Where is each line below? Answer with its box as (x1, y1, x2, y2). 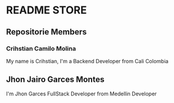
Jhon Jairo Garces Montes (6, 74, 105, 85)
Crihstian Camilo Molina (6, 44, 76, 53)
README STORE (6, 4, 87, 17)
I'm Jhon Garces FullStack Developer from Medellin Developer (6, 90, 157, 97)
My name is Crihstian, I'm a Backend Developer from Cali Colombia (6, 57, 169, 64)
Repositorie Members (6, 27, 87, 37)
